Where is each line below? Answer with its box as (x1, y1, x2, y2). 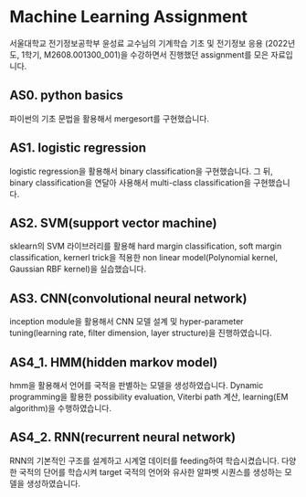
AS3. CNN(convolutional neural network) (9, 291, 248, 306)
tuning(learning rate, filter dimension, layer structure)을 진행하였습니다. (9, 327, 272, 339)
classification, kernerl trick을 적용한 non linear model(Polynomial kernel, (9, 252, 279, 263)
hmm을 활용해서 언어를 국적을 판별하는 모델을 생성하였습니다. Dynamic (9, 380, 264, 390)
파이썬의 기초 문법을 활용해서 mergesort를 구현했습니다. (9, 112, 210, 124)
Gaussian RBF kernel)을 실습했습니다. (9, 263, 147, 275)
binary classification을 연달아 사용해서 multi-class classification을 (9, 176, 251, 188)
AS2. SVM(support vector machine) (9, 215, 217, 230)
